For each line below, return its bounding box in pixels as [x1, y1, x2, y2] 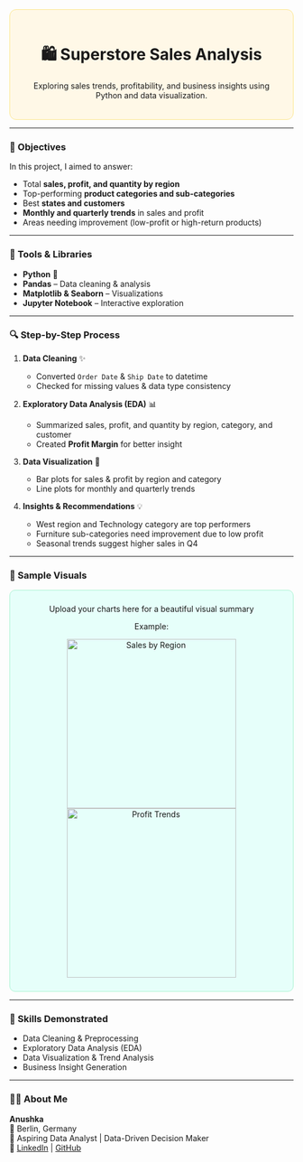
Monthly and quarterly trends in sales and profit [22, 208, 205, 218]
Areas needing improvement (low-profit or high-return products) [22, 217, 262, 228]
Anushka [9, 1113, 44, 1124]
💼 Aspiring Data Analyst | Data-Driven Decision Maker [9, 1132, 209, 1143]
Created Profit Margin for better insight [35, 438, 183, 450]
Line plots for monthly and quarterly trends [35, 483, 196, 494]
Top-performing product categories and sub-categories [22, 189, 235, 200]
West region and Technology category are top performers [35, 518, 251, 529]
